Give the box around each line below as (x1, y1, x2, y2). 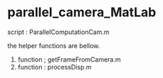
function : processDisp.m (17, 62, 92, 71)
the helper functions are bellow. (7, 41, 100, 50)
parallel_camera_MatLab (7, 4, 157, 21)
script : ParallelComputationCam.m (7, 28, 110, 36)
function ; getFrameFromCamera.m (17, 55, 121, 64)
